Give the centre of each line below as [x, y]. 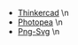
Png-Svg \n [39, 31]
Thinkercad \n [43, 13]
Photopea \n [40, 22]
